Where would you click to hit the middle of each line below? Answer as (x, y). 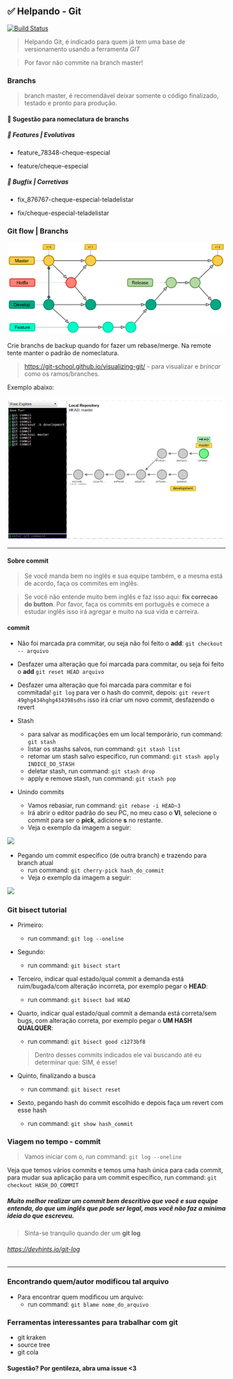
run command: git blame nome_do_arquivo (88, 1304)
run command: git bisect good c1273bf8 (86, 1041)
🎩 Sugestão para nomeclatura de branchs (68, 119)
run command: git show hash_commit (80, 1123)
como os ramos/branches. (62, 373)
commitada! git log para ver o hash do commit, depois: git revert (113, 692)
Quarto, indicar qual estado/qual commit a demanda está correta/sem (117, 1013)
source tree (34, 1344)
